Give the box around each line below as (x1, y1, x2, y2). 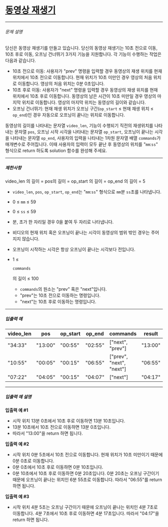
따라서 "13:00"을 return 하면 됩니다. (12, 430, 83, 436)
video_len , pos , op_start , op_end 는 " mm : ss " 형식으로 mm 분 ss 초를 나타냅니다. (12, 189, 161, 195)
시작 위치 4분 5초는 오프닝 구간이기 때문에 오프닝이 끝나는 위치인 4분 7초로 (12, 504, 158, 510)
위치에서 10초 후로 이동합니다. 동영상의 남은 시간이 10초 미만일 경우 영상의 (12, 93, 156, 99)
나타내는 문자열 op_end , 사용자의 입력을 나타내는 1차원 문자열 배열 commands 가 (10, 135, 161, 141)
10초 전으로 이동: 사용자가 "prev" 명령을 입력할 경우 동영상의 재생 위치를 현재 (12, 68, 162, 74)
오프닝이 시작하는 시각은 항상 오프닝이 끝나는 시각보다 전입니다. (12, 246, 136, 253)
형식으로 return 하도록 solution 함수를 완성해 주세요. (5, 148, 107, 154)
